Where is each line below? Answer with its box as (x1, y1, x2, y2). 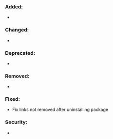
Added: (5, 3, 23, 10)
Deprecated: (5, 49, 36, 56)
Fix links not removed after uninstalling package (12, 107, 109, 112)
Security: (5, 119, 28, 125)
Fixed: (5, 96, 20, 103)
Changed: (5, 27, 29, 33)
